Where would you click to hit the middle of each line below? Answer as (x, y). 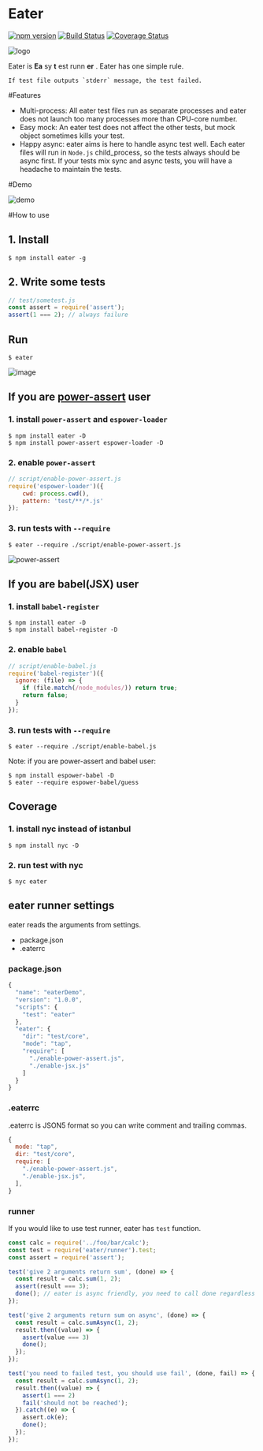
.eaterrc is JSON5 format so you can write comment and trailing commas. (128, 1125)
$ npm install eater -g (47, 258)
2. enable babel (37, 650)
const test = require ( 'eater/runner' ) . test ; (82, 1250)
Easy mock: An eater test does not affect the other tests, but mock (127, 127)
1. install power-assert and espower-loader (88, 420)
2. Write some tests (57, 282)
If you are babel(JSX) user (74, 584)
